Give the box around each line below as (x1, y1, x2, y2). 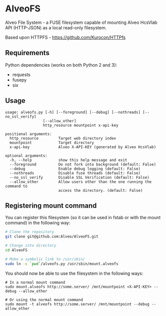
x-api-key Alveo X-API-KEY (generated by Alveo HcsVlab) (9, 145, 156, 150)
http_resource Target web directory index (9, 136, 116, 141)
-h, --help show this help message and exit (9, 158, 127, 162)
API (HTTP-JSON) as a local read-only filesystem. (5, 24, 107, 30)
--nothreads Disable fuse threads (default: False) (9, 170, 141, 175)
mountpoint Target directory (9, 140, 94, 145)
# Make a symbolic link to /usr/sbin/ (5, 256, 85, 261)
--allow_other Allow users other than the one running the (9, 179, 152, 184)
